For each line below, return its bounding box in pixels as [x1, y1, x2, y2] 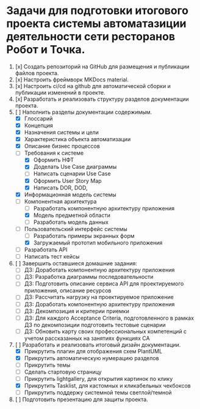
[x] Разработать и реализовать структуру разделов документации [15, 95, 189, 103]
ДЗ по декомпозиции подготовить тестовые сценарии [24, 321, 166, 328]
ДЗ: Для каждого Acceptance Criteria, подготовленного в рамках [24, 314, 194, 322]
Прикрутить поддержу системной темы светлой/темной [24, 389, 172, 396]
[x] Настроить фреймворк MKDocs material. [15, 76, 129, 83]
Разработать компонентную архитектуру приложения [33, 204, 175, 212]
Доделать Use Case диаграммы [33, 163, 117, 171]
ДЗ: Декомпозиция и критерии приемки [24, 307, 129, 315]
